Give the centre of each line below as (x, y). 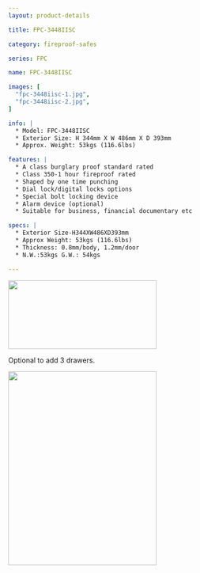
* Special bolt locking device (67, 196)
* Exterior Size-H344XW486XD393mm (72, 233)
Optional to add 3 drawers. (52, 360)
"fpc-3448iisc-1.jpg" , (53, 95)
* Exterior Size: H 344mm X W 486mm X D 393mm (93, 138)
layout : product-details (49, 15)
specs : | (23, 226)
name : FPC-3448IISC (40, 73)
